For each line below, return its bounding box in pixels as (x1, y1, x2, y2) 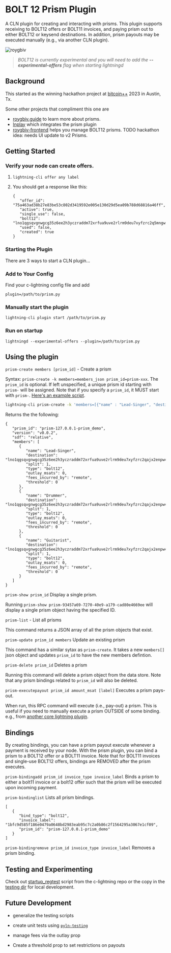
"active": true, (19, 207, 54, 212)
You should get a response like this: (12, 184, 88, 190)
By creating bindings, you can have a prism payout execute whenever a (5, 742, 155, 748)
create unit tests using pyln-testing (12, 922, 88, 928)
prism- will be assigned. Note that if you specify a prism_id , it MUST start (5, 387, 159, 393)
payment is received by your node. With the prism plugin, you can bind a (5, 747, 158, 753)
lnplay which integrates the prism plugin (12, 121, 97, 127)
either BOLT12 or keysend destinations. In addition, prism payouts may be (5, 31, 159, 37)
